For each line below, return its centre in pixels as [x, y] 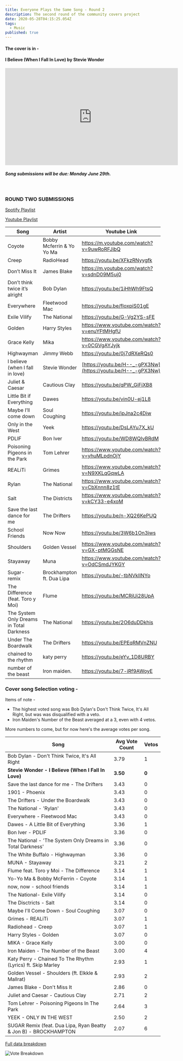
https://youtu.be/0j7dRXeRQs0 [117, 353]
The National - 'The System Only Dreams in [58, 840]
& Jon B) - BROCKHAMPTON [41, 1032]
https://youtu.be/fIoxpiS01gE [115, 306]
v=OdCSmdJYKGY [103, 565]
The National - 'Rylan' [33, 808]
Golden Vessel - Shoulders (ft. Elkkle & [53, 973]
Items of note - [20, 700]
